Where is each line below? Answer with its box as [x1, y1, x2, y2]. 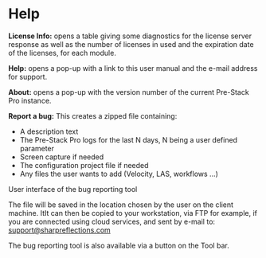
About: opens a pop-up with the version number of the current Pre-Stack [8, 87, 249, 96]
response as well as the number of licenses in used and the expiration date [8, 39, 254, 49]
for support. [8, 72, 48, 81]
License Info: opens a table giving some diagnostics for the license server [8, 31, 252, 41]
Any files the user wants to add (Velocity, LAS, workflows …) [19, 169, 219, 178]
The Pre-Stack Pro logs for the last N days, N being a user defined [19, 135, 237, 144]
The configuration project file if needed [19, 160, 149, 170]
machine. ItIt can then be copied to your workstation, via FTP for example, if [8, 208, 257, 217]
